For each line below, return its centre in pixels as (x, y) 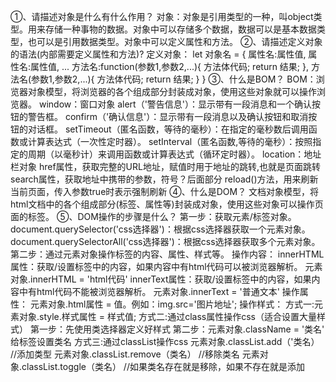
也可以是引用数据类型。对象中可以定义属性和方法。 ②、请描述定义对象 (175, 41)
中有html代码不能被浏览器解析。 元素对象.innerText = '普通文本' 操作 (159, 291)
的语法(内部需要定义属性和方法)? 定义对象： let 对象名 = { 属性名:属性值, (158, 54)
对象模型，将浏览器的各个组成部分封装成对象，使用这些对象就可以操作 (172, 91)
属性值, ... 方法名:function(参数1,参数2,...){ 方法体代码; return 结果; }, (170, 66)
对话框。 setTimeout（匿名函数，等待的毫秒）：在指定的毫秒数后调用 (168, 129)
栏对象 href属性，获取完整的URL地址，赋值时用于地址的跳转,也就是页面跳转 (165, 166)
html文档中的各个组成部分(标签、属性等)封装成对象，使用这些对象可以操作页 (167, 204)
